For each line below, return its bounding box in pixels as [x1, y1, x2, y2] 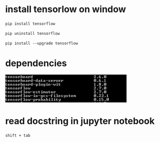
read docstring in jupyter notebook [5, 115, 155, 127]
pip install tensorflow [5, 21, 56, 26]
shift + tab [5, 133, 30, 138]
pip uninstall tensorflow [5, 31, 60, 36]
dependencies [5, 58, 67, 69]
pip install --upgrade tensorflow [5, 40, 78, 46]
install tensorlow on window [5, 4, 127, 15]
